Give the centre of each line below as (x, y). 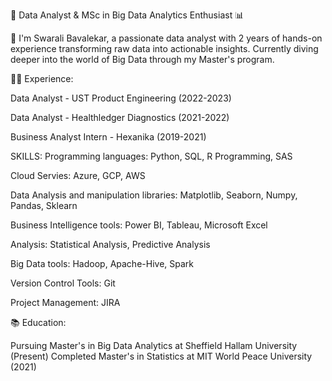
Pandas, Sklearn (44, 205)
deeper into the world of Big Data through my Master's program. (142, 59)
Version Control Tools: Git (63, 283)
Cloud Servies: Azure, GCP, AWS (78, 175)
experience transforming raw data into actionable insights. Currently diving (164, 48)
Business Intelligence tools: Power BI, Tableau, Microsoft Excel (139, 225)
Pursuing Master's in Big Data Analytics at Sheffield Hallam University (154, 345)
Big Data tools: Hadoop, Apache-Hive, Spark (102, 263)
